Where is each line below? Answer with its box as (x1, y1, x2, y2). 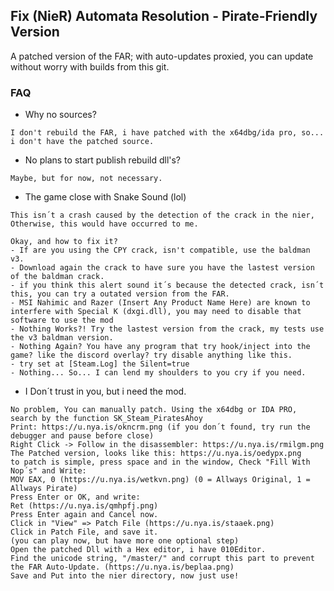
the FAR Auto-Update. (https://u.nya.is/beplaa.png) (10, 562, 235, 573)
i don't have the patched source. (10, 137, 155, 147)
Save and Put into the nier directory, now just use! (10, 571, 240, 581)
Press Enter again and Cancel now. (10, 510, 159, 520)
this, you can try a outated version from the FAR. (10, 289, 230, 299)
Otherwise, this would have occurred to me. (10, 219, 199, 229)
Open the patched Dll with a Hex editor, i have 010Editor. (10, 545, 267, 555)
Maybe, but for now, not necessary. (10, 174, 163, 184)
